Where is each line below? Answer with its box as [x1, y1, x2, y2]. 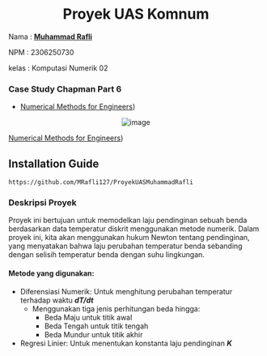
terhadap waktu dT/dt [19, 295, 94, 305]
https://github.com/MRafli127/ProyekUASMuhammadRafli [8, 178, 194, 187]
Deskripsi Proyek [8, 196, 77, 208]
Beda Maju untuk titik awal [44, 312, 133, 322]
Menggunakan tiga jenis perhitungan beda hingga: [32, 303, 201, 313]
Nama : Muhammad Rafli [8, 32, 93, 41]
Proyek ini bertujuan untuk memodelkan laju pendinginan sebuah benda [8, 216, 248, 225]
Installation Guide [8, 157, 100, 170]
